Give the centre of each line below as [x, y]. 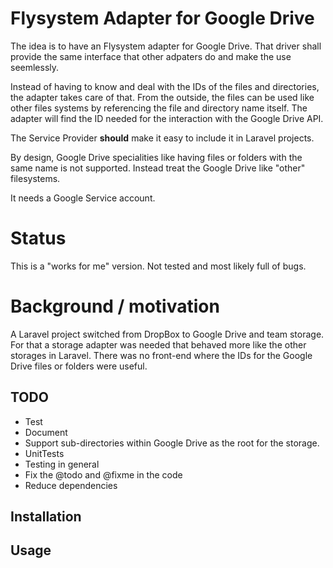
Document [46, 432]
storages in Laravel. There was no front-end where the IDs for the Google [161, 355]
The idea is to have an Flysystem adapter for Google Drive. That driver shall [166, 46]
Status [38, 238]
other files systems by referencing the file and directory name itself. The [159, 108]
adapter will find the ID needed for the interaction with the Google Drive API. [167, 118]
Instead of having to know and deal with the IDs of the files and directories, [165, 86]
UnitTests [44, 453]
